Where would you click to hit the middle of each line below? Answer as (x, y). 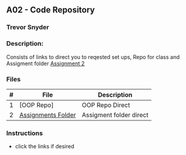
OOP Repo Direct (106, 105)
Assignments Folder (48, 115)
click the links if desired (45, 146)
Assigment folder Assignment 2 (45, 63)
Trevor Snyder (28, 27)
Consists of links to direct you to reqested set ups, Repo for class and (93, 57)
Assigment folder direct (115, 115)
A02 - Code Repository (51, 10)
